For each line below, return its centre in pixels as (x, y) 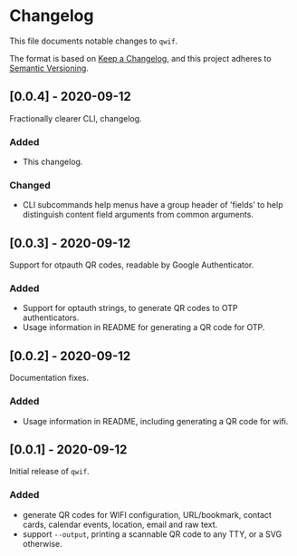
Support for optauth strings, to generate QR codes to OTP (130, 308)
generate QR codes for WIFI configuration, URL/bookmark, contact (147, 514)
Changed (30, 185)
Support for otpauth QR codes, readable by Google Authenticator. (132, 265)
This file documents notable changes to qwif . (94, 41)
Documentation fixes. (49, 378)
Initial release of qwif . (50, 472)
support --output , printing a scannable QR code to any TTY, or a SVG (152, 534)
